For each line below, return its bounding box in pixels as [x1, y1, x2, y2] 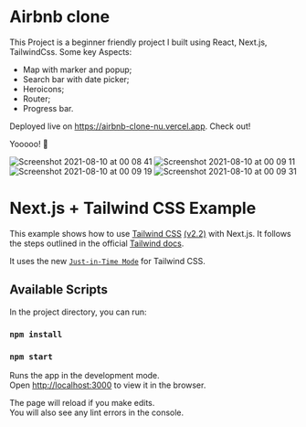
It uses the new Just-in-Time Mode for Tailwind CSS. [9, 255, 206, 266]
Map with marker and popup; [22, 64, 132, 75]
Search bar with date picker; [22, 73, 130, 84]
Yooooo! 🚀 [9, 138, 48, 149]
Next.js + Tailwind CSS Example [9, 198, 257, 219]
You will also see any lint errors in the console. [9, 407, 185, 418]
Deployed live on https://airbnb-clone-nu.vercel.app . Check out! [9, 121, 251, 132]
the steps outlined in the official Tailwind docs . [9, 238, 185, 249]
